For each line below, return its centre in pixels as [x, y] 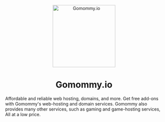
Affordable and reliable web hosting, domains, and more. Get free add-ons [82, 98]
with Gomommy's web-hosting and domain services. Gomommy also [76, 104]
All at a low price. [23, 114]
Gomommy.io [84, 85]
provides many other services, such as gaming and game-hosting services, [83, 109]
